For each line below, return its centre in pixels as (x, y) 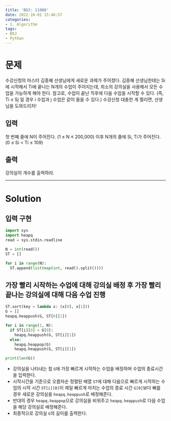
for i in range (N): (26, 263)
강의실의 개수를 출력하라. (30, 173)
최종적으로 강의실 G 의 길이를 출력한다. (50, 413)
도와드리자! (26, 106)
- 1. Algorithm (21, 24)
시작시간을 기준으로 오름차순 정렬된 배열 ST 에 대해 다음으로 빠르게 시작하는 (86, 381)
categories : (18, 19)
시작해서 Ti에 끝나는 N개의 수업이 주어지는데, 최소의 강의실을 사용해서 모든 (84, 87)
